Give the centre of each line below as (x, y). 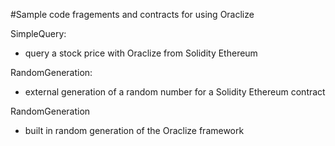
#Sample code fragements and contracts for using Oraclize (132, 14)
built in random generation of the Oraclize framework (134, 130)
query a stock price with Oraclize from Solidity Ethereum (141, 53)
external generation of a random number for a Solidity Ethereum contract (175, 92)
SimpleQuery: (38, 33)
